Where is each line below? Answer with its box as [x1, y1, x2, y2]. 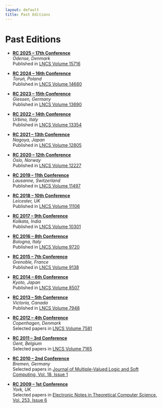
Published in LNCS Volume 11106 [12, 203, 80, 210]
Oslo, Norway [12, 157, 41, 163]
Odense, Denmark [12, 56, 51, 62]
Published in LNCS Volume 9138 [12, 264, 79, 271]
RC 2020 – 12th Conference [12, 152, 71, 158]
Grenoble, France [12, 259, 49, 265]
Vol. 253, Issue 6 [12, 397, 48, 403]
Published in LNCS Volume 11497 [12, 183, 81, 189]
